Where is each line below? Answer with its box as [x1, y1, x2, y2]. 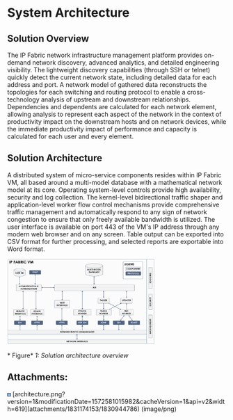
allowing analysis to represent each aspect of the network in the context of [7, 110, 222, 118]
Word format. [7, 245, 45, 253]
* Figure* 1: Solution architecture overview [7, 351, 129, 360]
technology [7, 95, 40, 104]
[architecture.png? [12, 389, 65, 398]
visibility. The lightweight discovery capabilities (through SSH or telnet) [7, 66, 211, 74]
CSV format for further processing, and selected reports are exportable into [7, 237, 224, 245]
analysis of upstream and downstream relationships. [40, 95, 191, 104]
